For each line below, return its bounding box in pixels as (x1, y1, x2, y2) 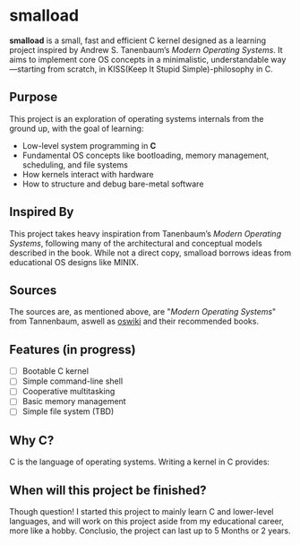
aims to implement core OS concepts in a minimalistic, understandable (9, 54, 270, 65)
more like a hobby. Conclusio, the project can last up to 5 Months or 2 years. (9, 525, 291, 536)
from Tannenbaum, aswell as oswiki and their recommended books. (9, 316, 260, 327)
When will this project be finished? (9, 482, 207, 497)
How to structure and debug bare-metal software (21, 178, 204, 189)
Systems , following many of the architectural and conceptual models (9, 238, 262, 248)
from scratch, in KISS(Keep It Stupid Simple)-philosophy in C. (47, 64, 273, 74)
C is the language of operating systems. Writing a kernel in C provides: (9, 456, 270, 467)
